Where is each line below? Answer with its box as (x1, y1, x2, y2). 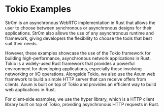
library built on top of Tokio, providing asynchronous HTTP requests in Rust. (5, 101, 160, 107)
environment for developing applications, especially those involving (5, 65, 142, 72)
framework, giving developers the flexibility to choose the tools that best (5, 35, 152, 41)
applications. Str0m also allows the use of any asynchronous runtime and (5, 30, 154, 36)
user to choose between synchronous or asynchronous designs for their (5, 25, 152, 30)
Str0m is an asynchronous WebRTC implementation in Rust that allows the (5, 20, 156, 26)
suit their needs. (5, 40, 38, 46)
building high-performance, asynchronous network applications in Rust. (5, 55, 151, 61)
